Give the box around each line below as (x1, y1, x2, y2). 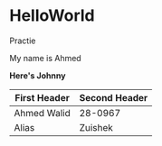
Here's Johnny (9, 69, 66, 81)
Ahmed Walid (14, 106, 71, 119)
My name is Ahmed (9, 52, 81, 63)
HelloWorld (9, 5, 95, 26)
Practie (9, 35, 36, 46)
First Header (14, 91, 70, 104)
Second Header (79, 91, 148, 104)
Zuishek (79, 121, 113, 133)
